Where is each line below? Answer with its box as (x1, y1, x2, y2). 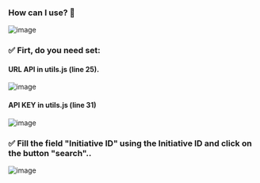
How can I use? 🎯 (8, 7, 75, 18)
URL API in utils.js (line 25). (8, 64, 100, 74)
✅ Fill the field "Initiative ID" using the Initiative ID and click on (8, 138, 252, 149)
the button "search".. (8, 147, 92, 158)
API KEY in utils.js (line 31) (8, 101, 97, 110)
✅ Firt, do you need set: (8, 45, 101, 56)
